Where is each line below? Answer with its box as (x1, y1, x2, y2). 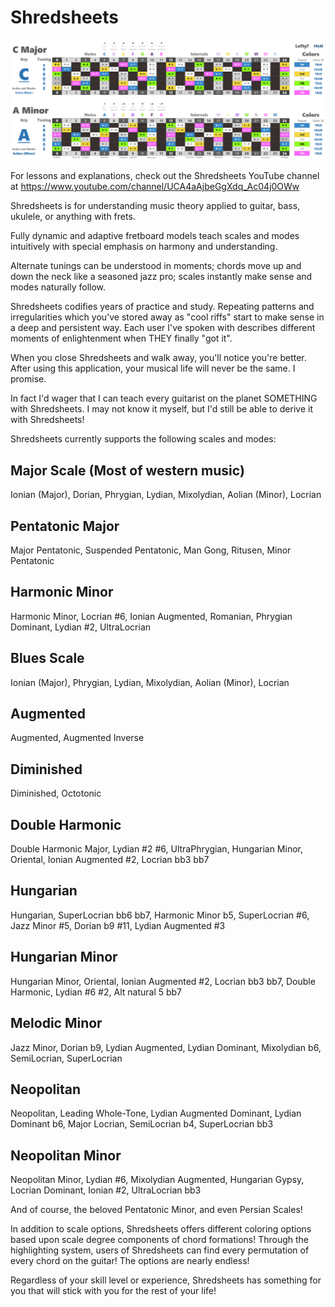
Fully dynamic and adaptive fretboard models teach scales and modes (10, 230, 300, 242)
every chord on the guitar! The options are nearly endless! (10, 1255, 250, 1267)
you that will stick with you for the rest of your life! (10, 1285, 217, 1297)
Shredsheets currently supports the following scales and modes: (10, 433, 277, 445)
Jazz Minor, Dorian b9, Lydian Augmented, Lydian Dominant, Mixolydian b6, (10, 1041, 322, 1053)
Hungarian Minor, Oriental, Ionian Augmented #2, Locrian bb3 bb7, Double (10, 975, 316, 987)
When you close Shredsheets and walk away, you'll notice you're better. (10, 352, 307, 364)
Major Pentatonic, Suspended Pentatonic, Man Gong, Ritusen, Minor (10, 544, 292, 556)
